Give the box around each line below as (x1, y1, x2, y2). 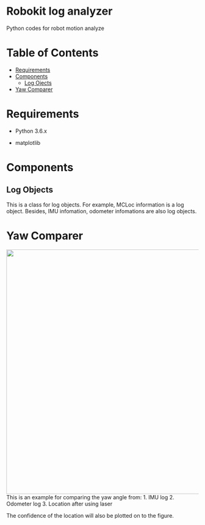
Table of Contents (6, 46, 99, 60)
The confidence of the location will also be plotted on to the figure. (6, 512, 174, 519)
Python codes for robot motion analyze (6, 24, 105, 32)
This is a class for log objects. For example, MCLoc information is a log (6, 200, 184, 208)
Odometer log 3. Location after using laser (6, 500, 113, 507)
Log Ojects (24, 79, 52, 86)
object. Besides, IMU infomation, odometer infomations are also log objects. (6, 207, 197, 215)
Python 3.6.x (15, 127, 48, 134)
